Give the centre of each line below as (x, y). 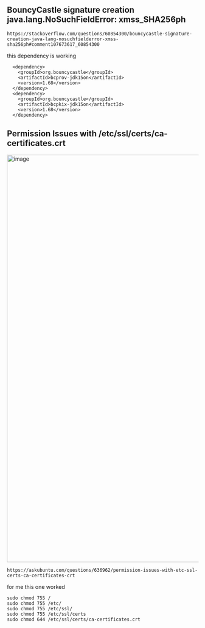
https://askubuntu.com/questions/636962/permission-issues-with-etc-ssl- (102, 570)
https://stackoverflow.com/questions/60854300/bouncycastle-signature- (99, 34)
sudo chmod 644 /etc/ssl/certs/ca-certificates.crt (74, 619)
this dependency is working (42, 56)
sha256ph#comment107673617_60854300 (53, 44)
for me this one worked (36, 586)
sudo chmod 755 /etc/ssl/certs (47, 614)
